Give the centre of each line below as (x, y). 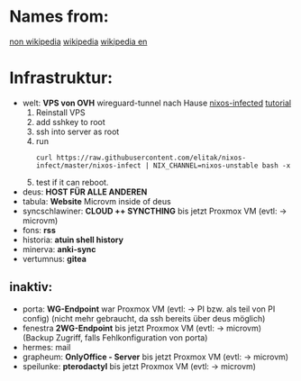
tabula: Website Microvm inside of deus (96, 201)
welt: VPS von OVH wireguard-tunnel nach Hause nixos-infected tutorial (156, 103)
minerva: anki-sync (59, 249)
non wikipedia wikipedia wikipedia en (78, 41)
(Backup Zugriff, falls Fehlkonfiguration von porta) (115, 337)
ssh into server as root (78, 132)
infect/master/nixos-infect (88, 165)
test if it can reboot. (72, 182)
